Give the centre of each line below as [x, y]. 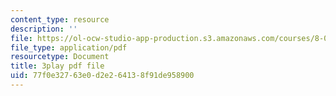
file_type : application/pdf [69, 47]
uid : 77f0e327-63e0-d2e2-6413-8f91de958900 [102, 76]
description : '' [44, 29]
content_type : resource [60, 19]
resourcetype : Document [60, 57]
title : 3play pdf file [57, 66]
